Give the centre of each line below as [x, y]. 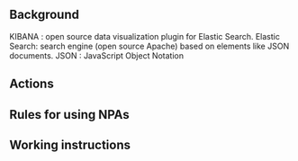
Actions [32, 84]
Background [44, 15]
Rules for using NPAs [70, 115]
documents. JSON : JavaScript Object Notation [97, 55]
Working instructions [70, 144]
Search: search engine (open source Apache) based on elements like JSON [149, 46]
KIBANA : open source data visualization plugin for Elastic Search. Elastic [145, 36]
